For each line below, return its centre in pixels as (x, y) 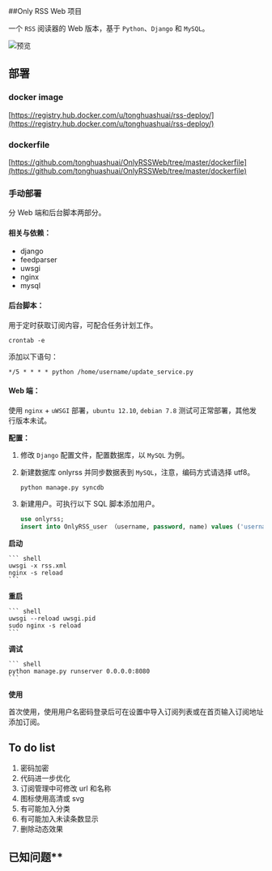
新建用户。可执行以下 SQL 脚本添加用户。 (89, 503)
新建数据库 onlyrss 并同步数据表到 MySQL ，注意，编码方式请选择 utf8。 (137, 472)
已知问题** (36, 857)
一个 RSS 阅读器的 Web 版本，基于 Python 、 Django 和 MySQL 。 (109, 28)
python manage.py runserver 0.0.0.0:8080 (79, 671)
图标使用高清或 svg (52, 799)
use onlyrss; (42, 519)
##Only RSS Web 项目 (45, 11)
